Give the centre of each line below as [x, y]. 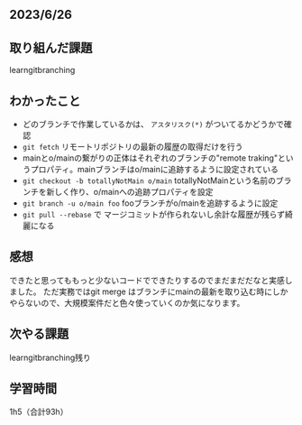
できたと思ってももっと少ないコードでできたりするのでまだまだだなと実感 [147, 280]
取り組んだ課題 [51, 47]
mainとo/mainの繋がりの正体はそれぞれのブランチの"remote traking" [150, 158]
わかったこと [45, 101]
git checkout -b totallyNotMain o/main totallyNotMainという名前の [149, 180]
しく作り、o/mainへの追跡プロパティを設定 [133, 192]
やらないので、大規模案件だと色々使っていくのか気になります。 [127, 302]
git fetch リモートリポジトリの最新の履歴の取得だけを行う [133, 147]
